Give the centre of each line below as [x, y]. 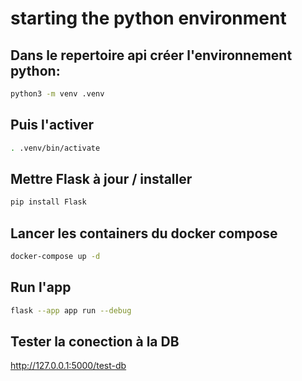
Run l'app [41, 287]
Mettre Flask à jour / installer [101, 178]
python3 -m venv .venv [57, 94]
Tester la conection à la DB [95, 342]
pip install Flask [48, 202]
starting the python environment [148, 18]
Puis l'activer [52, 125]
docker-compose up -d [55, 257]
